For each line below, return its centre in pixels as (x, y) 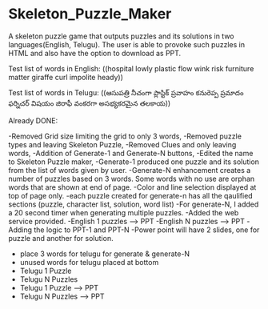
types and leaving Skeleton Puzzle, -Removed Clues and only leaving (122, 144)
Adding (20, 230)
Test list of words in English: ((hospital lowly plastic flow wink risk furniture (131, 68)
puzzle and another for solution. (61, 238)
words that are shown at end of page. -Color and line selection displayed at (132, 187)
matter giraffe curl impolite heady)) (66, 77)
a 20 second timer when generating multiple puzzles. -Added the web (124, 212)
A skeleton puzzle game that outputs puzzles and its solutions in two (121, 36)
